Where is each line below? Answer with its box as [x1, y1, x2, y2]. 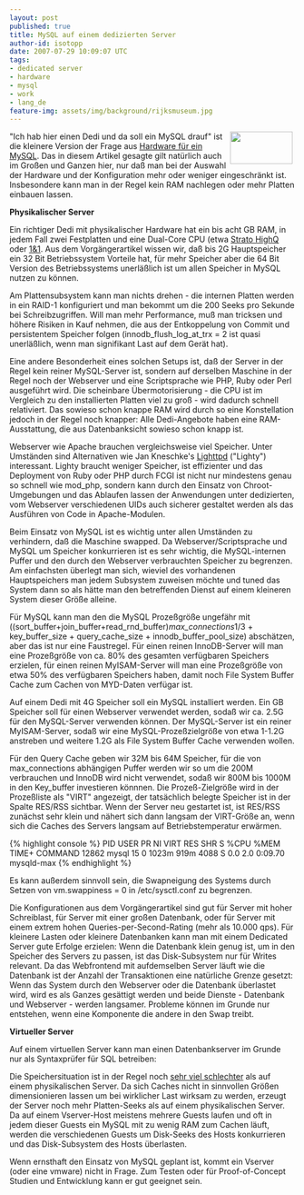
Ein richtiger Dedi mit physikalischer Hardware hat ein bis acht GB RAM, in [9, 224, 287, 235]
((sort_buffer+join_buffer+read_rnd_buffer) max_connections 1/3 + [9, 622, 254, 632]
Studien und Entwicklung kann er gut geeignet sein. [9, 1176, 202, 1187]
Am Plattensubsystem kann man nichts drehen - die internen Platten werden [9, 290, 295, 301]
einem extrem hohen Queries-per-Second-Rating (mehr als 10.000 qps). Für [9, 921, 294, 932]
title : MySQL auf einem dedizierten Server [9, 30, 177, 39]
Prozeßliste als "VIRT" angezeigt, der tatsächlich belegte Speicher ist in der [9, 792, 291, 802]
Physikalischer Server [9, 206, 95, 218]
